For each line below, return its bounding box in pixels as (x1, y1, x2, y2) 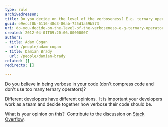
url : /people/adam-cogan (9, 44, 61, 49)
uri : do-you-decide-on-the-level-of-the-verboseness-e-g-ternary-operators (5, 26, 166, 31)
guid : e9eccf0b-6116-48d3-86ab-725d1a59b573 (5, 21, 99, 26)
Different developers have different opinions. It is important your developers (5, 96, 163, 102)
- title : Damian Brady (5, 49, 52, 54)
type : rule (5, 7, 28, 12)
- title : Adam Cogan (5, 40, 48, 45)
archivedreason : (5, 12, 39, 17)
